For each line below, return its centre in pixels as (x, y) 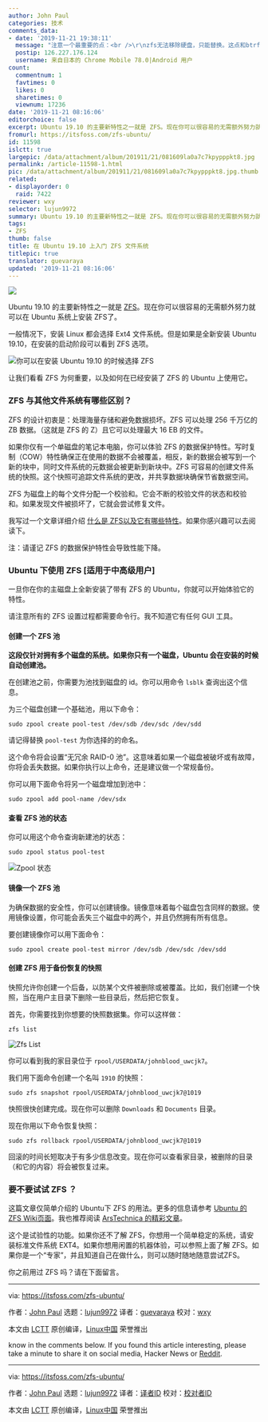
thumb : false (30, 239)
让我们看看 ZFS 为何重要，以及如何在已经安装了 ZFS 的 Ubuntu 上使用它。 (130, 378)
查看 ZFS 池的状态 (38, 818)
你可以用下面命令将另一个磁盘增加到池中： (78, 784)
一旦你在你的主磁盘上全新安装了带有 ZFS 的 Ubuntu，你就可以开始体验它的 (131, 589)
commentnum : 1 (39, 75)
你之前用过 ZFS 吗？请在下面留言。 (66, 1273)
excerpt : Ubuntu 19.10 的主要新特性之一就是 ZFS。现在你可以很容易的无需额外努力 (132, 127)
